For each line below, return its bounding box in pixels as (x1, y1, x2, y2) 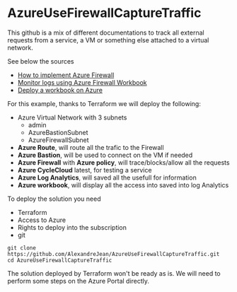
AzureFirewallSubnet (28, 136, 90, 144)
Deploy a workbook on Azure (17, 86, 103, 94)
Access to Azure (17, 216, 66, 224)
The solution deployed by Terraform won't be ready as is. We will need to (7, 269, 221, 277)
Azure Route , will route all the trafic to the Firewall (17, 143, 164, 151)
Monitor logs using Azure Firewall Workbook (17, 78, 147, 86)
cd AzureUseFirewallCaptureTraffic (7, 257, 112, 264)
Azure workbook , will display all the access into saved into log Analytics (17, 180, 229, 189)
